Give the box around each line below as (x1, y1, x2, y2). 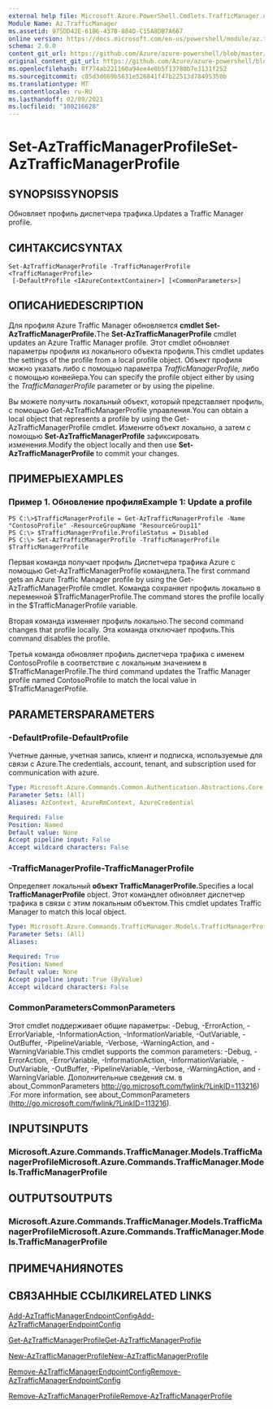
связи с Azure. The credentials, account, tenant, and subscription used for (8, 759, 257, 769)
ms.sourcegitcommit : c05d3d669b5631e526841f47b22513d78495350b (8, 72, 227, 80)
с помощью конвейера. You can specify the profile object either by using (8, 372, 254, 382)
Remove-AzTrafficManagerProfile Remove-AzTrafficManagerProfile (8, 1391, 232, 1401)
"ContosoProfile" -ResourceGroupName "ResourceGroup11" (8, 522, 201, 530)
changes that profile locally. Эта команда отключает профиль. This (8, 625, 236, 635)
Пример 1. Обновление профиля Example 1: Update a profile (8, 497, 253, 508)
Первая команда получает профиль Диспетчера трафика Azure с (8, 558, 236, 568)
